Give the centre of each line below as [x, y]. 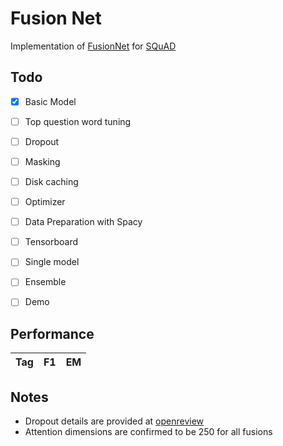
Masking [42, 161]
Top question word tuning [78, 121]
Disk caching [51, 181]
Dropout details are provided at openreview [114, 421]
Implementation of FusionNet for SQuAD [93, 46]
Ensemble [45, 282]
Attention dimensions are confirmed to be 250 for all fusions [148, 432]
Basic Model [50, 101]
